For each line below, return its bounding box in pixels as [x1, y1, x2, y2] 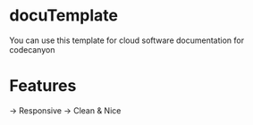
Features [9, 76, 77, 96]
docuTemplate [9, 5, 119, 26]
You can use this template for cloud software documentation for [9, 35, 244, 46]
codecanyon [9, 44, 55, 54]
